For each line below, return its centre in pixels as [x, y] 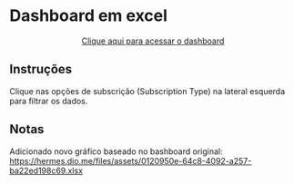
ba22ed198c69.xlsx [46, 170]
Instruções [41, 69]
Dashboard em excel [89, 16]
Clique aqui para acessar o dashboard [153, 41]
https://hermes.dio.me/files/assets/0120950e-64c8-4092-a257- [131, 160]
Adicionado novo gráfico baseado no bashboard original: [116, 151]
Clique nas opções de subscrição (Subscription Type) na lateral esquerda [147, 91]
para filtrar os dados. [49, 101]
